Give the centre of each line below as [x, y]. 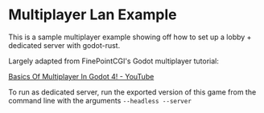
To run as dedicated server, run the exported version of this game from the [132, 92]
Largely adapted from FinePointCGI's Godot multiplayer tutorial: [113, 61]
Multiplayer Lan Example [93, 15]
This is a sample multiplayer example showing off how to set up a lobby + [130, 37]
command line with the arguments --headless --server [100, 100]
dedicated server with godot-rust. [64, 45]
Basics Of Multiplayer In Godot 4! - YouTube [81, 76]
